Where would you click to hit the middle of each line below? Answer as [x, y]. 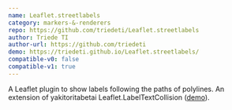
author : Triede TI [38, 37]
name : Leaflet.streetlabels [54, 15]
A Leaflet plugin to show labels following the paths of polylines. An [116, 89]
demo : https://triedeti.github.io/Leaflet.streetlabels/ [104, 52]
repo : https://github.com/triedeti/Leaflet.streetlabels [104, 30]
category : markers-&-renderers [60, 23]
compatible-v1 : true [42, 67]
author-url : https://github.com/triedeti [77, 45]
